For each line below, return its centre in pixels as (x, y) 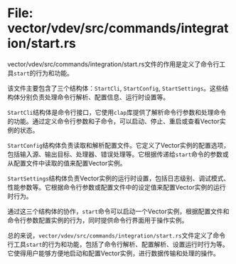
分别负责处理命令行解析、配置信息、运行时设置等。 (94, 97)
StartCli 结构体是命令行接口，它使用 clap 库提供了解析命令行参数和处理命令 (117, 112)
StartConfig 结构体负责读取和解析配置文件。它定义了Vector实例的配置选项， (118, 145)
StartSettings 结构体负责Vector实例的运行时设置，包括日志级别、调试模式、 (119, 178)
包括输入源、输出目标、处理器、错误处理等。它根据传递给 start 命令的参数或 (118, 154)
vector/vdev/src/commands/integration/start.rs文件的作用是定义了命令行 (113, 64)
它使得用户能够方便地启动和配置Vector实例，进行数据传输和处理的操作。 (114, 253)
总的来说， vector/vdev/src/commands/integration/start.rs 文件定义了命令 (117, 235)
